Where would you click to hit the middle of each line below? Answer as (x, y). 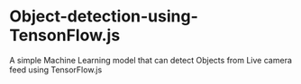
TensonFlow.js (65, 35)
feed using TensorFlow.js (56, 70)
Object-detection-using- (104, 17)
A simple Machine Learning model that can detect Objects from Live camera (151, 60)
